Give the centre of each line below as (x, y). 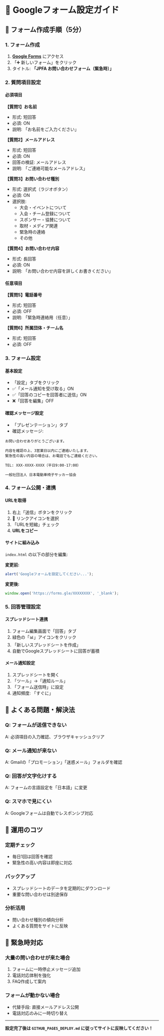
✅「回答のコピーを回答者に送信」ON (49, 395)
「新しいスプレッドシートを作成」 (46, 645)
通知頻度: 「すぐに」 (33, 693)
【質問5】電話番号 (24, 295)
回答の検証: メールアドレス (39, 162)
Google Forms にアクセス (38, 56)
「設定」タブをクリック (36, 383)
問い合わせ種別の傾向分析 (38, 920)
